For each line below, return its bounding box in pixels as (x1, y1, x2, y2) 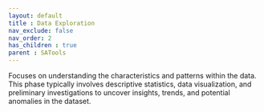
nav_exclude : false (8, 26, 74, 34)
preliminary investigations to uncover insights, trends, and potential (8, 88, 230, 97)
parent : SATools (8, 49, 67, 57)
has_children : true (8, 42, 78, 50)
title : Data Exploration (8, 19, 95, 27)
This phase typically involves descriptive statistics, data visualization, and (8, 79, 252, 89)
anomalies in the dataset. (8, 97, 91, 106)
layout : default (8, 11, 63, 20)
